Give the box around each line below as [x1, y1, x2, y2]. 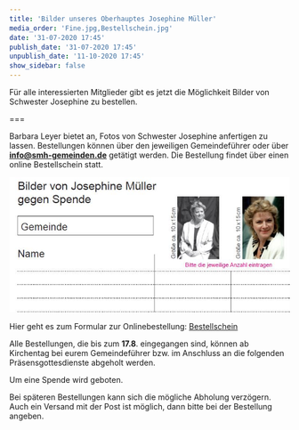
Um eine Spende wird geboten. [9, 375, 124, 385]
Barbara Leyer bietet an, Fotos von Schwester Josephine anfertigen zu [9, 131, 269, 142]
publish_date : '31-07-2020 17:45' [9, 43, 138, 52]
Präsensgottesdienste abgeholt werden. [9, 357, 156, 369]
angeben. [9, 410, 44, 422]
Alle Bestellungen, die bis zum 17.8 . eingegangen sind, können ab [9, 338, 249, 349]
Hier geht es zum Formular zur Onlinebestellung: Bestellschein [9, 321, 238, 332]
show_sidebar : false [9, 61, 86, 70]
